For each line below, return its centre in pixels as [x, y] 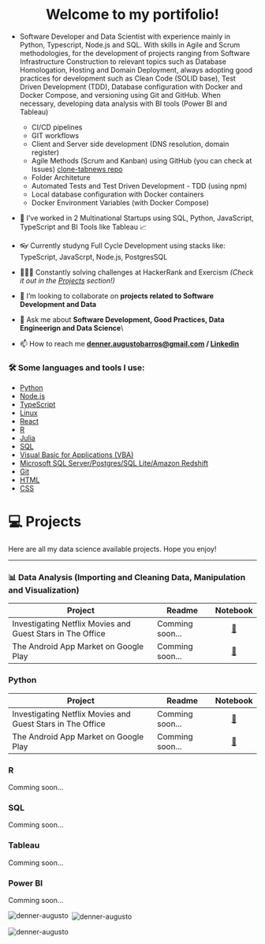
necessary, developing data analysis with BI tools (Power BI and [123, 103]
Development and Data [58, 304]
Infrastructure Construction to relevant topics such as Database [123, 62]
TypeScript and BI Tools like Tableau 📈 [83, 227]
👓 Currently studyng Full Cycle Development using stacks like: [123, 245]
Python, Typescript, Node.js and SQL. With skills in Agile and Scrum [130, 44]
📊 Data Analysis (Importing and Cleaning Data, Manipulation [127, 578]
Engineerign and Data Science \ [71, 328]
